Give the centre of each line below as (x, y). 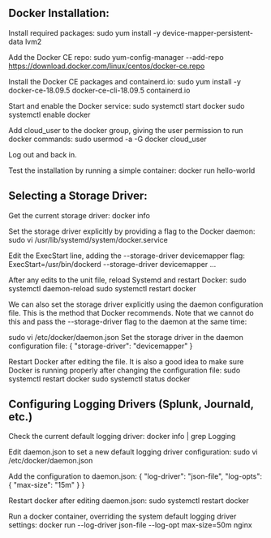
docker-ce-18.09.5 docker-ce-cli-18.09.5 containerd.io (99, 90)
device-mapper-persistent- (208, 32)
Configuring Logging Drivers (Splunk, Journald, (131, 405)
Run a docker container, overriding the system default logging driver (123, 516)
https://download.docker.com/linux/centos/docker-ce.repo (107, 66)
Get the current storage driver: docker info (79, 215)
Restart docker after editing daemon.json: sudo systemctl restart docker (129, 501)
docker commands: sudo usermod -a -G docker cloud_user (108, 139)
